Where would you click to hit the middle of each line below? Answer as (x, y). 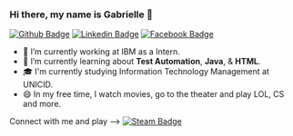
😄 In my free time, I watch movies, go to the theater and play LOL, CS (153, 94)
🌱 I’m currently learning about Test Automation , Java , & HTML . (141, 62)
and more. (42, 104)
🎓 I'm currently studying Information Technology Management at (146, 72)
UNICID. (38, 84)
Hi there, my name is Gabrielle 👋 (81, 15)
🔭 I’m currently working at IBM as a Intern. (101, 52)
